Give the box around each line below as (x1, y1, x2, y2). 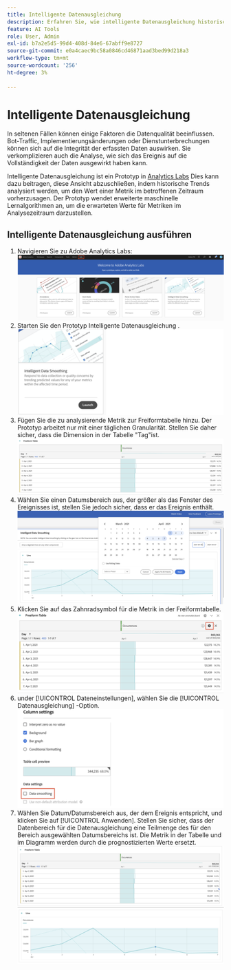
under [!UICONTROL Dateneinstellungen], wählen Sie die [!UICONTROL (16, 694, 220, 702)
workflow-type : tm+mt (7, 55, 69, 62)
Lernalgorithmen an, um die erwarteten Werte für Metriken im (7, 202, 181, 210)
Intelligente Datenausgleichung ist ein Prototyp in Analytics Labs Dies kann (7, 172, 219, 180)
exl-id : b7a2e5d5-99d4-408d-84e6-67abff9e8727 (7, 40, 143, 48)
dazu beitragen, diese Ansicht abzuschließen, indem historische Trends (7, 180, 210, 188)
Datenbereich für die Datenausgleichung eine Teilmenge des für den (16, 823, 212, 832)
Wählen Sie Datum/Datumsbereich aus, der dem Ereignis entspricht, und (16, 809, 222, 817)
